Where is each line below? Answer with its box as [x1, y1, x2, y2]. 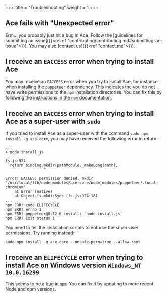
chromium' [5, 185, 26, 190]
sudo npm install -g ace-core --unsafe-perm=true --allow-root [5, 240, 141, 245]
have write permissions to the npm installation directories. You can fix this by [5, 89, 162, 95]
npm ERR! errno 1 [5, 207, 42, 212]
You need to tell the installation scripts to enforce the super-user [5, 225, 139, 231]
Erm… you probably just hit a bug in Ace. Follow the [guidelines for [5, 32, 143, 38]
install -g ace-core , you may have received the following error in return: [5, 136, 158, 142]
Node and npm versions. [5, 286, 56, 292]
